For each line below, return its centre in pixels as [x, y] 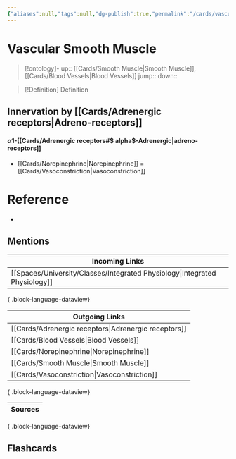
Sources [25, 409]
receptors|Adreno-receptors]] [75, 122]
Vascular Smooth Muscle [82, 48]
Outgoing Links [99, 317]
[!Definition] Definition [57, 90]
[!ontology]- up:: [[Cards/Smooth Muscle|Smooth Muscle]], [110, 68]
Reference [38, 200]
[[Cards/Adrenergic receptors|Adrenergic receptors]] [99, 329]
